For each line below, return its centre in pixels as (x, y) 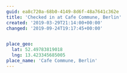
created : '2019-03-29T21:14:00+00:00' (55, 23)
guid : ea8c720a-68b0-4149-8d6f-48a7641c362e (63, 12)
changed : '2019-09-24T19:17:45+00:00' (55, 28)
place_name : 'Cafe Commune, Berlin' (52, 61)
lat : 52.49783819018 (37, 50)
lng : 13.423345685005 (39, 55)
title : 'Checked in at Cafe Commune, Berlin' (64, 17)
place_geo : (20, 44)
